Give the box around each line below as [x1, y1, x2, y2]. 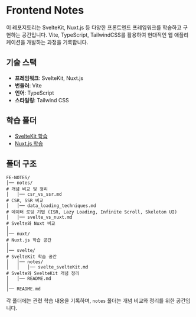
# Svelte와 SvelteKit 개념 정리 [6, 270, 80, 277]
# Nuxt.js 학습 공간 [6, 237, 52, 243]
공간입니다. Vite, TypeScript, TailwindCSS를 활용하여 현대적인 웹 [21, 31, 173, 38]
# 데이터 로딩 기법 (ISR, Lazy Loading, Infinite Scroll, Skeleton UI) [6, 209, 178, 215]
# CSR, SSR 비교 [6, 198, 44, 204]
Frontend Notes [6, 4, 84, 17]
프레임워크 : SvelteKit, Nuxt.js [14, 75, 84, 82]
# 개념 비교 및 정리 [6, 186, 48, 192]
